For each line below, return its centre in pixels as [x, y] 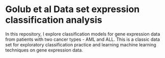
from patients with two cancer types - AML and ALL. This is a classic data [83, 39]
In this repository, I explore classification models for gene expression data [83, 34]
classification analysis [54, 20]
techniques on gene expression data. [44, 50]
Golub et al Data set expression [73, 9]
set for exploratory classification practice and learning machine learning [81, 44]
